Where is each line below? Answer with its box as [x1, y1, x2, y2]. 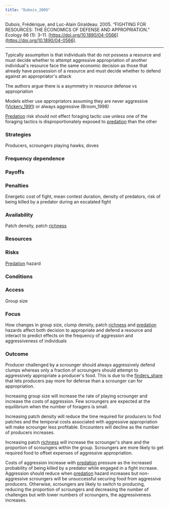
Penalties [5, 182, 29, 189]
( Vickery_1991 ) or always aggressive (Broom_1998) [5, 103, 109, 109]
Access [5, 286, 24, 294]
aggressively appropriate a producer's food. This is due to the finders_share [5, 373, 163, 379]
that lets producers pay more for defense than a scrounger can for [5, 378, 143, 384]
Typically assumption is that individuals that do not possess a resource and [5, 51, 161, 58]
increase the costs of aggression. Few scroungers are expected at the [5, 398, 150, 404]
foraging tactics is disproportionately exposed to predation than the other [5, 118, 157, 124]
